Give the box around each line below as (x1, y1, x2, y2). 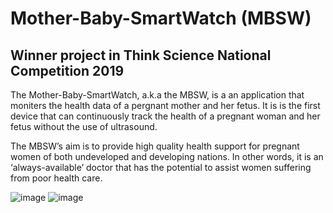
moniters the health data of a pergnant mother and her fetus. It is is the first (10, 100, 321, 111)
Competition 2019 (10, 62, 125, 79)
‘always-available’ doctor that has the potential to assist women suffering (10, 162, 312, 173)
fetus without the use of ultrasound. (10, 121, 158, 132)
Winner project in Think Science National (10, 47, 272, 64)
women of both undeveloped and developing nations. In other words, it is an (10, 151, 324, 162)
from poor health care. (10, 172, 103, 184)
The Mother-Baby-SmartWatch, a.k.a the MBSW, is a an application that (10, 89, 305, 101)
